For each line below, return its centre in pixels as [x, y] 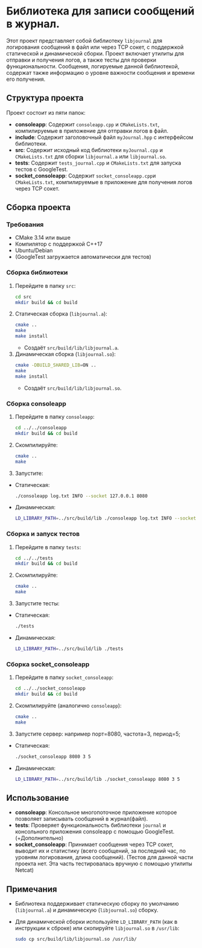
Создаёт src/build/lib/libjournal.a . [71, 348]
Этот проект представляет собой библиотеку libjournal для [84, 40]
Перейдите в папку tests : [48, 547]
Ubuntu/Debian [34, 250]
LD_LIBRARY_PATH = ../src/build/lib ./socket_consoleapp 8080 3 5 [97, 779]
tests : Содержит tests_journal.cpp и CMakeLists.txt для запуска [98, 163]
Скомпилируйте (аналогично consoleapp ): [68, 705]
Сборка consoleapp [36, 404]
